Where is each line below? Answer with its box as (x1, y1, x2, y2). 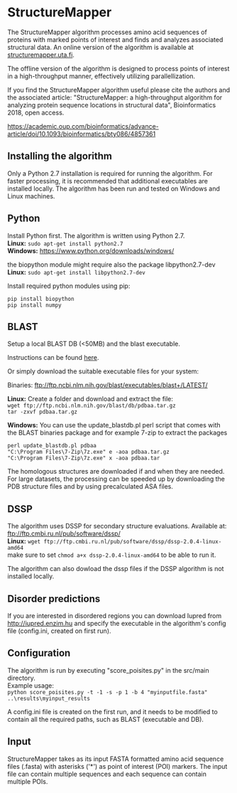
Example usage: (7, 681, 55, 690)
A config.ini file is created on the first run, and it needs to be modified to (7, 707, 218, 715)
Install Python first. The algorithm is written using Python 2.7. (7, 231, 185, 240)
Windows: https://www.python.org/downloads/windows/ (7, 246, 175, 255)
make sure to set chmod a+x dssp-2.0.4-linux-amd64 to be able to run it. (7, 550, 216, 559)
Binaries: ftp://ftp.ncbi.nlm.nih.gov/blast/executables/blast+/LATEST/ (7, 381, 208, 390)
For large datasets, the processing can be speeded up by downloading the (7, 474, 225, 484)
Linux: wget (7, 537, 41, 545)
